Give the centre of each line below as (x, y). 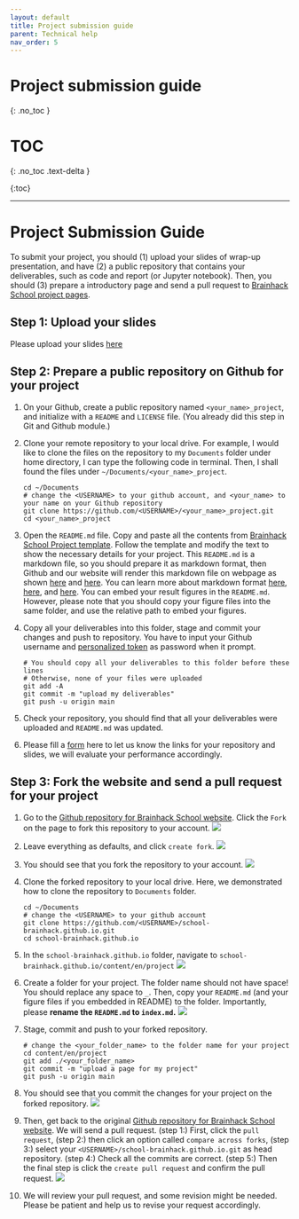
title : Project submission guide (72, 26)
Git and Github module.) (67, 426)
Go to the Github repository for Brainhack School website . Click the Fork (154, 817)
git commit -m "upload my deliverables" (98, 694)
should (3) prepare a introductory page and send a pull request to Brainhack (149, 286)
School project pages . (51, 295)
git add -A (43, 686)
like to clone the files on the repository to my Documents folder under (147, 452)
